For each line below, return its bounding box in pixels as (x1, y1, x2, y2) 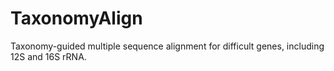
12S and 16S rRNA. (10, 50, 87, 62)
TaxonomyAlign (10, 7, 143, 30)
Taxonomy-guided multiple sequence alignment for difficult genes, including (10, 40, 325, 52)
